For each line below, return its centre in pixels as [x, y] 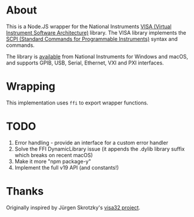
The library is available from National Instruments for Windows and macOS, [97, 56]
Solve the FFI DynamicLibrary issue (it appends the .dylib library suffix [100, 149]
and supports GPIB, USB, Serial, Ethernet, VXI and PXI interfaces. [85, 63]
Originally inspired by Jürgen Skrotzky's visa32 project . [73, 207]
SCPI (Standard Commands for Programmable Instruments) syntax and [92, 39]
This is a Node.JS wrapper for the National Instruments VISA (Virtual [89, 26]
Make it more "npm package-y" [53, 161]
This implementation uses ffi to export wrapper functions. [77, 103]
